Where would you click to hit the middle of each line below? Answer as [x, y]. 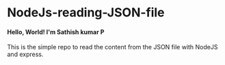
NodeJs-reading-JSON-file [86, 13]
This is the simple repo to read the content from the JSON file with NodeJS [112, 47]
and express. [25, 54]
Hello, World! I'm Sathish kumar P [56, 31]
